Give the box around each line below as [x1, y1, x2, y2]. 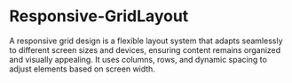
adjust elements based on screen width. [9, 64, 155, 74]
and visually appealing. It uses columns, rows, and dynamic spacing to [9, 54, 268, 64]
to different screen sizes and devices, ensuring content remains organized [9, 44, 281, 55]
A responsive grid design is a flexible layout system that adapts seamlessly [9, 35, 283, 46]
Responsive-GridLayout [9, 6, 189, 26]
